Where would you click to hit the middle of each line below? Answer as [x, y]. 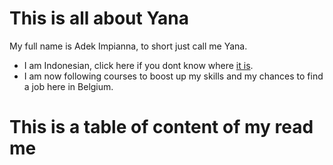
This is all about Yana [99, 18]
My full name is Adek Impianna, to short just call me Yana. [128, 46]
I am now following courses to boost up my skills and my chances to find [173, 76]
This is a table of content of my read [161, 127]
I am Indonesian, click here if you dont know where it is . [138, 65]
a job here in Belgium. [68, 86]
